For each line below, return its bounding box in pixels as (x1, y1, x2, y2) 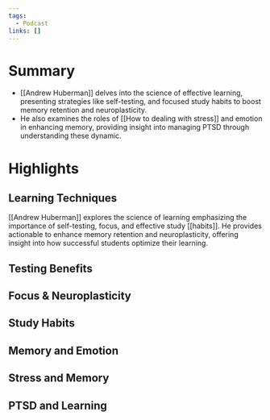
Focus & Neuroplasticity (8, 289, 131, 303)
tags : (8, 11, 27, 20)
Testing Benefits (8, 261, 93, 275)
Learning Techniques (8, 191, 118, 205)
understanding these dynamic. (19, 131, 123, 141)
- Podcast (15, 19, 48, 27)
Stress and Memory (8, 372, 110, 385)
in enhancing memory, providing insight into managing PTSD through (19, 123, 250, 132)
